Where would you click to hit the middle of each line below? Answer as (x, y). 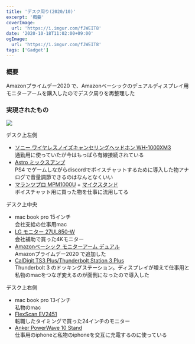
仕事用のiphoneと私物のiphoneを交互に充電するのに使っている (91, 335)
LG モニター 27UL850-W (45, 232)
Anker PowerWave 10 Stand (48, 328)
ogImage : (17, 39)
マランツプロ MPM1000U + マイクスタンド (66, 184)
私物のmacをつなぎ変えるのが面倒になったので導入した (82, 275)
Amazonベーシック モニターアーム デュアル (67, 246)
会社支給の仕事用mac (40, 225)
